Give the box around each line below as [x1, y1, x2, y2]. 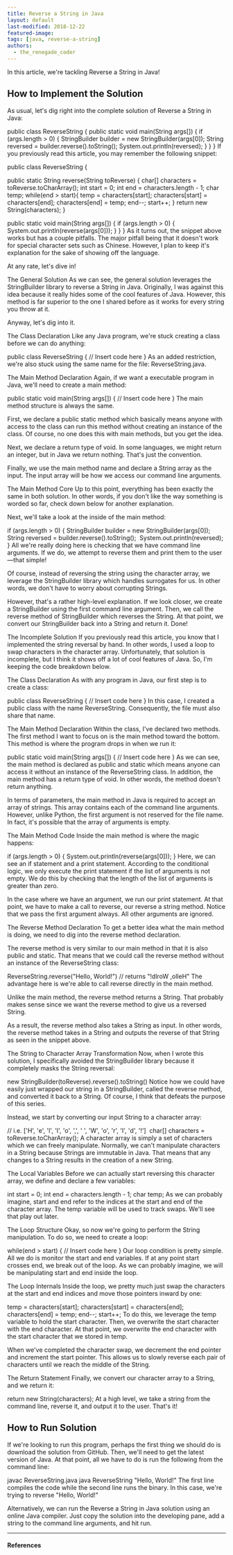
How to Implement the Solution [7, 88, 144, 100]
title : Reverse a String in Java [7, 10, 104, 17]
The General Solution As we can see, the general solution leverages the [7, 275, 212, 284]
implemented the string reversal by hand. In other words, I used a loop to [7, 640, 215, 648]
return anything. [7, 782, 53, 790]
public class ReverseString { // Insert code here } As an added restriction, [7, 352, 216, 360]
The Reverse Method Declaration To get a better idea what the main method [7, 923, 224, 931]
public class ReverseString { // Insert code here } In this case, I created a [7, 696, 215, 704]
